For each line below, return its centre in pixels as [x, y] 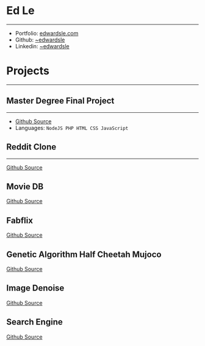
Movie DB [25, 186]
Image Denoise [35, 288]
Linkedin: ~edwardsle [42, 46]
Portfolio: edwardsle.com [47, 33]
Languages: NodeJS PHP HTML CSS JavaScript [72, 128]
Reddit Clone [31, 147]
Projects [28, 71]
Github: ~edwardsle [40, 40]
